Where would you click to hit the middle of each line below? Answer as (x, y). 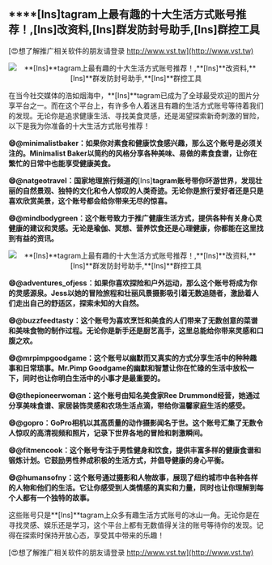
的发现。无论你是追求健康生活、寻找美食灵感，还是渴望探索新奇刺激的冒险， (136, 115)
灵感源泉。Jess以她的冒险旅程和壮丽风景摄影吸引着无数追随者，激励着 (134, 293)
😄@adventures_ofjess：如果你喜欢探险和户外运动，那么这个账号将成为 (130, 283)
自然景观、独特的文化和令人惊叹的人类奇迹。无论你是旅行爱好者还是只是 (143, 190)
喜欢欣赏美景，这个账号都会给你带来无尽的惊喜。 (90, 200)
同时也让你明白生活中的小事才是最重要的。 (93, 378)
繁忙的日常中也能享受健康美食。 (62, 163)
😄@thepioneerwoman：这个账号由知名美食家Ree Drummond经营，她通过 (134, 395)
